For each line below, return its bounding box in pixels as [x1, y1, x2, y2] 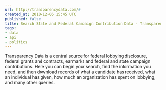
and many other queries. [5, 79, 55, 85]
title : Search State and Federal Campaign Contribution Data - [5, 21, 138, 26]
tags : [5, 26, 16, 31]
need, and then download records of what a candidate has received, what [5, 69, 156, 75]
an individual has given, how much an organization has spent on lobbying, [5, 74, 156, 80]
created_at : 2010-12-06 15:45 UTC [5, 12, 77, 17]
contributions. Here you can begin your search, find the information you [5, 63, 151, 69]
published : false [5, 16, 41, 21]
